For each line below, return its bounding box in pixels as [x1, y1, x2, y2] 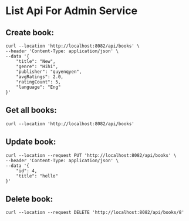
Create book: [5, 28, 54, 38]
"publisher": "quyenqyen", [16, 69, 82, 75]
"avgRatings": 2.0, [16, 74, 64, 80]
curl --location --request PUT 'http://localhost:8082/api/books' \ [5, 152, 177, 158]
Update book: [5, 137, 56, 147]
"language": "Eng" [16, 84, 61, 90]
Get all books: [5, 105, 57, 115]
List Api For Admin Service [5, 4, 138, 18]
